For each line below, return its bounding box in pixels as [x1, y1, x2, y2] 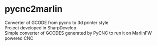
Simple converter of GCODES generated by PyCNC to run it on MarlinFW [4, 30, 152, 36]
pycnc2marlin [4, 3, 63, 15]
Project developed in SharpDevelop [4, 24, 77, 30]
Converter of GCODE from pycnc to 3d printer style [4, 20, 109, 25]
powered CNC [4, 35, 33, 41]
